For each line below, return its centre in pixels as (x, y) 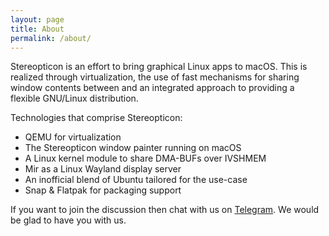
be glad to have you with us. (68, 220)
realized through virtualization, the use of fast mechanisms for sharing (155, 77)
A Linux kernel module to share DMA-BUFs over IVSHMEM (145, 158)
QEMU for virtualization (73, 137)
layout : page (37, 19)
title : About (37, 29)
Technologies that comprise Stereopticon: (96, 118)
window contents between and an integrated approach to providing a (152, 88)
